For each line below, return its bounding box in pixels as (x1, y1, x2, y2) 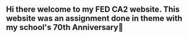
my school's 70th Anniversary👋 (6, 22, 124, 32)
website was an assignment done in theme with (6, 14, 183, 24)
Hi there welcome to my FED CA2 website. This (6, 5, 180, 14)
